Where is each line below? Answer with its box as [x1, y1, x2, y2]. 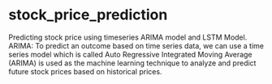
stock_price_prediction [8, 6, 168, 24]
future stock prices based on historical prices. [8, 66, 162, 76]
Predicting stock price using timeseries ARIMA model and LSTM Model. [8, 32, 248, 42]
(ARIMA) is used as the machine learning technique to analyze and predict [8, 58, 257, 68]
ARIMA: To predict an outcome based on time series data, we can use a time [8, 40, 264, 50]
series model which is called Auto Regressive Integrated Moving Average [8, 49, 253, 59]
